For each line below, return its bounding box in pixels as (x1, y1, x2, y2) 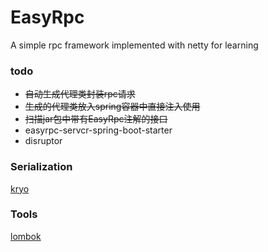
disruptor (24, 135, 63, 147)
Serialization (10, 160, 73, 174)
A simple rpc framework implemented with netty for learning (10, 39, 259, 51)
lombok (10, 230, 42, 242)
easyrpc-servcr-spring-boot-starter (24, 124, 173, 136)
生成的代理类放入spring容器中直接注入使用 (24, 101, 201, 113)
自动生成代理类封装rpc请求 (24, 88, 136, 100)
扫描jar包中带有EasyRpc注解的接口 (24, 113, 168, 125)
